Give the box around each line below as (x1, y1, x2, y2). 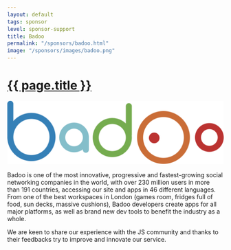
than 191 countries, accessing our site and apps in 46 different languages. (7, 185, 217, 194)
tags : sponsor (7, 18, 48, 25)
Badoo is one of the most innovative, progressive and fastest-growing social (7, 170, 223, 179)
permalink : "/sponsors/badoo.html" (7, 40, 109, 47)
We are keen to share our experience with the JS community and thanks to (7, 227, 219, 236)
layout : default (7, 11, 54, 18)
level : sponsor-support (7, 25, 76, 32)
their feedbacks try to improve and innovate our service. (7, 235, 166, 243)
